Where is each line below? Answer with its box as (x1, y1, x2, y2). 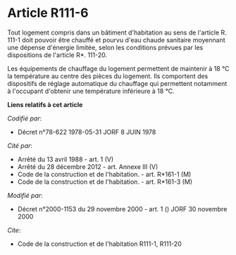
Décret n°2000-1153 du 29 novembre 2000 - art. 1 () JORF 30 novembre (17, 204, 228, 213)
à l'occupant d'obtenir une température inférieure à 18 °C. (7, 87, 175, 95)
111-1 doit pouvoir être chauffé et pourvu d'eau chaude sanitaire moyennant (7, 35, 225, 44)
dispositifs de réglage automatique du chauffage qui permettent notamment (7, 79, 228, 87)
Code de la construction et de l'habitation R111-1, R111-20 (17, 240, 182, 248)
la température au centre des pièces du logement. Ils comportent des (7, 72, 209, 80)
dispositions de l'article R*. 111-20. (7, 51, 108, 59)
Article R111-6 (7, 5, 89, 21)
